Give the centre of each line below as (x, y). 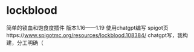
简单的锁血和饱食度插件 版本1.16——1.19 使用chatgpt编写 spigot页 (87, 27)
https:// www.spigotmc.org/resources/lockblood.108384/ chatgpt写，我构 (97, 35)
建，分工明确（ (25, 42)
